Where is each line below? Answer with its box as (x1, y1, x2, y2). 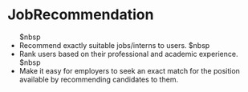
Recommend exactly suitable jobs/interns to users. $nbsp (18, 40, 210, 50)
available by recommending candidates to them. (18, 74, 178, 84)
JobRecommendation (7, 6, 154, 24)
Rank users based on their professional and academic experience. (18, 49, 238, 58)
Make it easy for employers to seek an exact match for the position (18, 66, 240, 75)
